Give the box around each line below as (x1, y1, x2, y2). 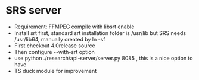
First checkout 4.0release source (14, 42, 96, 49)
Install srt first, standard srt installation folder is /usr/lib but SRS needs (14, 29, 186, 36)
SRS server (5, 4, 62, 17)
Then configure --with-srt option (14, 48, 95, 55)
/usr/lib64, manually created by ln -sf (14, 36, 105, 43)
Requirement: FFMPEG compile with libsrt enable (14, 23, 135, 30)
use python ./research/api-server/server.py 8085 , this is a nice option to (14, 55, 193, 62)
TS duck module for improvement (14, 67, 97, 74)
